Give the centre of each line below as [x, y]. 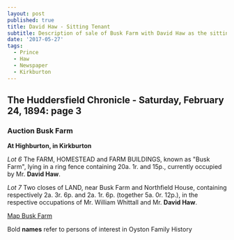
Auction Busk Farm [40, 131]
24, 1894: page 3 [45, 111]
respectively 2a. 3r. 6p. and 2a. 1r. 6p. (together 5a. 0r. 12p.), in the [103, 195]
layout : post [26, 14]
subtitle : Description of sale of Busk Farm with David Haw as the [107, 33]
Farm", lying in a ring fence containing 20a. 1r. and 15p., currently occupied [115, 167]
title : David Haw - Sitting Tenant [59, 26]
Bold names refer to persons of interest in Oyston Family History [100, 230]
